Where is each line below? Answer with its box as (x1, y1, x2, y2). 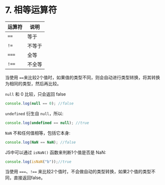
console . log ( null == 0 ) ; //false (5, 101, 74, 106)
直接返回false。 (13, 175, 45, 181)
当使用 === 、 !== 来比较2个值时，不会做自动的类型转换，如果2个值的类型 (5, 169, 151, 175)
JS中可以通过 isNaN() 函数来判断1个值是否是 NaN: (5, 149, 106, 155)
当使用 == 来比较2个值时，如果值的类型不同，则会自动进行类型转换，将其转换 (5, 74, 160, 80)
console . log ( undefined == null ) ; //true (5, 120, 90, 125)
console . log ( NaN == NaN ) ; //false (5, 140, 76, 145)
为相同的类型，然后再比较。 (5, 80, 62, 86)
